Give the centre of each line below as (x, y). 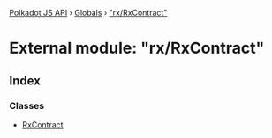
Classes (27, 105)
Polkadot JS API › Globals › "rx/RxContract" (88, 13)
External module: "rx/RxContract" (137, 48)
